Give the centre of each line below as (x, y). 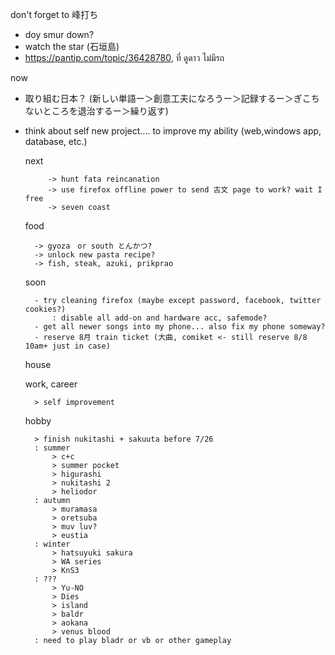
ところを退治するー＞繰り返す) (105, 111)
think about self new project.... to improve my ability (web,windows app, (173, 131)
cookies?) (45, 309)
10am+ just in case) (67, 346)
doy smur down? (59, 34)
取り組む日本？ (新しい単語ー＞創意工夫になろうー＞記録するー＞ (159, 98)
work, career (51, 384)
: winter (52, 544)
